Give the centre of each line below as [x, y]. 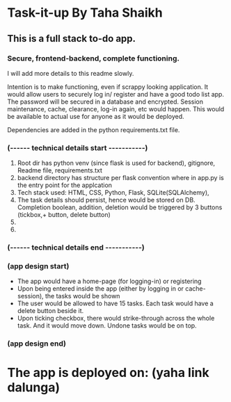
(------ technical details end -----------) [76, 248]
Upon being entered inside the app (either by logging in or [101, 289]
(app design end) [37, 344]
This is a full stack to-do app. [72, 39]
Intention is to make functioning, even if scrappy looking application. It [108, 87]
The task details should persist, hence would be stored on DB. [106, 200]
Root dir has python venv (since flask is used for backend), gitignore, [116, 163]
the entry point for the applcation [65, 185]
